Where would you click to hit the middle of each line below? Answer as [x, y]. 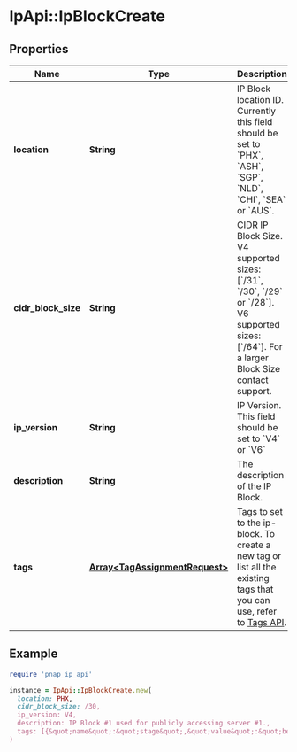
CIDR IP [253, 225]
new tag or [259, 556]
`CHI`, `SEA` [262, 199]
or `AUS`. [256, 210]
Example [34, 654]
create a [254, 545]
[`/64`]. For [260, 347]
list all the [257, 567]
